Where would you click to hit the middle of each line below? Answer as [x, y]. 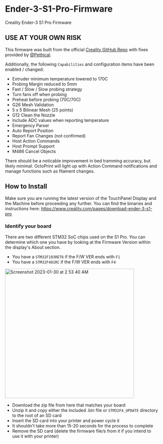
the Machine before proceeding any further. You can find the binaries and [79, 203]
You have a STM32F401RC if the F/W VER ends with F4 [64, 262]
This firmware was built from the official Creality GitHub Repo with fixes [77, 49]
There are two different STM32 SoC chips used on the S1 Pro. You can [75, 237]
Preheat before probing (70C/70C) [46, 99]
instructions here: [23, 209]
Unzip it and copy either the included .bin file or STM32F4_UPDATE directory [85, 410]
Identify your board [28, 226]
